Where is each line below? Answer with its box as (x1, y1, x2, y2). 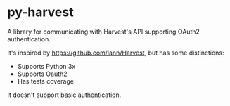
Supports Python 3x (17, 62, 76, 70)
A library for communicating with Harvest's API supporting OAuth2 (7, 27, 200, 36)
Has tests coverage (17, 77, 74, 85)
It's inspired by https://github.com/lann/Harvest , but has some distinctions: (7, 48, 224, 57)
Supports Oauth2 (17, 69, 68, 78)
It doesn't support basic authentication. (7, 91, 122, 99)
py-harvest (7, 4, 74, 20)
